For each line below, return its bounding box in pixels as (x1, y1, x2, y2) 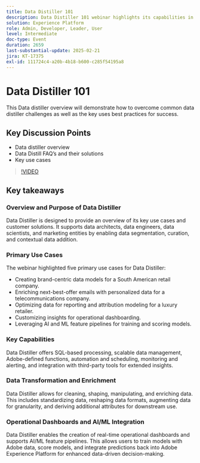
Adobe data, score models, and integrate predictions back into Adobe (6, 444, 178, 451)
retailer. (14, 308, 34, 315)
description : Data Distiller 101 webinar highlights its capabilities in (6, 14, 194, 20)
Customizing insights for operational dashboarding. (14, 314, 141, 321)
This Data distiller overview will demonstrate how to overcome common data (6, 104, 195, 111)
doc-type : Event (6, 36, 47, 42)
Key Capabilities (6, 335, 55, 344)
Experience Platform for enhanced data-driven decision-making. (6, 450, 165, 458)
